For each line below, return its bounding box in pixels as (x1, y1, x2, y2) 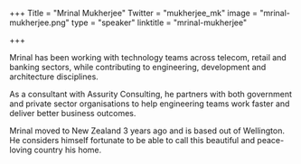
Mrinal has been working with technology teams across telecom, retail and (9, 52, 287, 62)
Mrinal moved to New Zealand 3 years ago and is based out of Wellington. (9, 125, 286, 136)
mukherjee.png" (9, 17, 70, 28)
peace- (257, 135, 285, 145)
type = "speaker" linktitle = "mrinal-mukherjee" (71, 17, 247, 28)
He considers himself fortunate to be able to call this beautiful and (9, 135, 256, 145)
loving (9, 144, 33, 155)
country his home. (33, 144, 102, 155)
